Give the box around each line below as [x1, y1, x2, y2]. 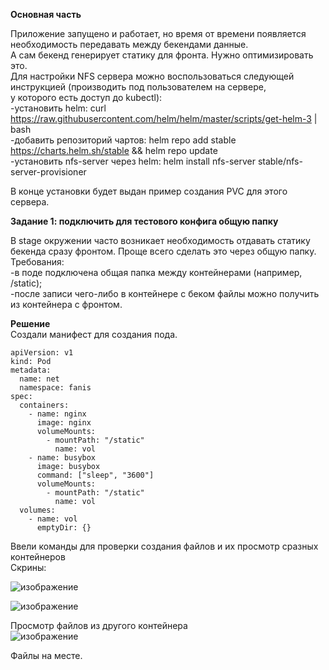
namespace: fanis [19, 383, 92, 393]
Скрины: [10, 562, 47, 573]
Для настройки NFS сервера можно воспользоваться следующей [10, 70, 295, 82]
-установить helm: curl [10, 102, 107, 114]
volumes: [19, 505, 56, 515]
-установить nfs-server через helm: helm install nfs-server [10, 155, 256, 167]
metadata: [10, 365, 52, 375]
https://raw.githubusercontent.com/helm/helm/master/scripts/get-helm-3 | [10, 113, 318, 124]
